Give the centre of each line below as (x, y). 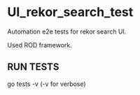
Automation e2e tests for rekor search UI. (67, 31)
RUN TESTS (33, 67)
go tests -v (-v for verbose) (47, 84)
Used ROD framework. (40, 45)
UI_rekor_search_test (70, 12)
